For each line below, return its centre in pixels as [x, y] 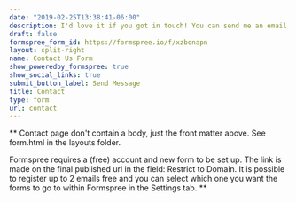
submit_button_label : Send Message [75, 83]
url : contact [33, 108]
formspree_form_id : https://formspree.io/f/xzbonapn [109, 42]
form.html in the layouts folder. [65, 143]
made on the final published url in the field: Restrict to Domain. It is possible [147, 169]
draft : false [33, 34]
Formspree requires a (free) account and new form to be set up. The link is [145, 159]
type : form [29, 100]
